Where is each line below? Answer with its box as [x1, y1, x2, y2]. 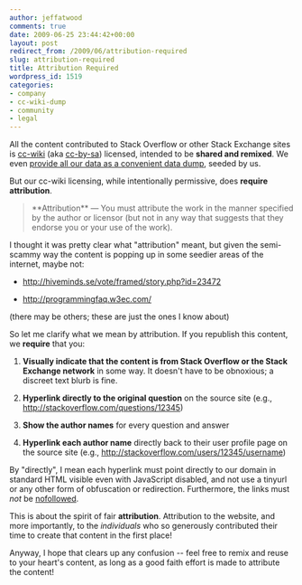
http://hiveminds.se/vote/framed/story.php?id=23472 [22, 277, 222, 288]
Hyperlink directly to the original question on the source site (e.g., [22, 392, 272, 403]
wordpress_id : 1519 [9, 72, 83, 81]
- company [9, 89, 47, 98]
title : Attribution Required [9, 64, 119, 73]
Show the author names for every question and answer [22, 420, 230, 430]
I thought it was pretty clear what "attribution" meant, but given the [9, 240, 259, 250]
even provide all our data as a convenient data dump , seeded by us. [9, 158, 261, 169]
